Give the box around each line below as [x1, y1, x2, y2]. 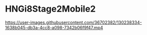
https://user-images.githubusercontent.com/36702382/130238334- [5, 19, 142, 25]
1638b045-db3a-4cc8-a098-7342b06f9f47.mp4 [5, 24, 104, 30]
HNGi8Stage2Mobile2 [5, 3, 96, 15]
